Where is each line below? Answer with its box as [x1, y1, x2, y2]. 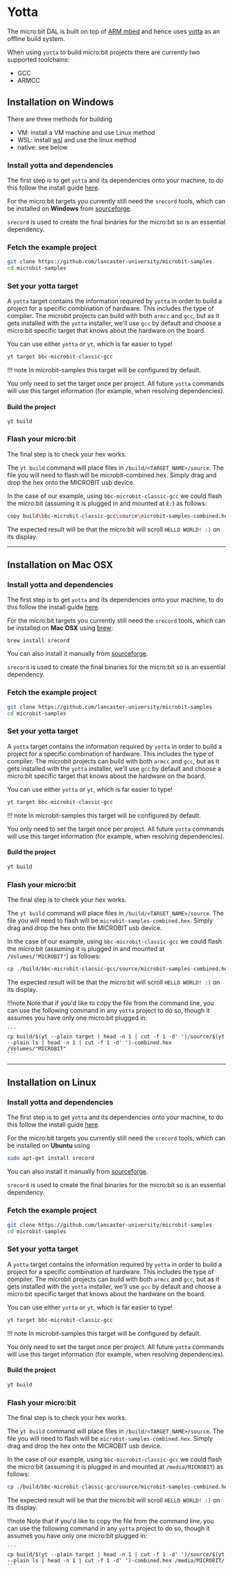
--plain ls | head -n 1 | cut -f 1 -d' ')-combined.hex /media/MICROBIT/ [7, 1557, 225, 1564]
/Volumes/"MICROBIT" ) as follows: [7, 952, 101, 960]
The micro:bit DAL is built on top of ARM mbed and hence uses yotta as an [7, 27, 221, 35]
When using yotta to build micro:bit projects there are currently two [7, 48, 200, 56]
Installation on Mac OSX [7, 559, 113, 571]
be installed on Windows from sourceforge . [7, 204, 132, 213]
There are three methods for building [7, 115, 113, 123]
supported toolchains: [7, 55, 70, 63]
